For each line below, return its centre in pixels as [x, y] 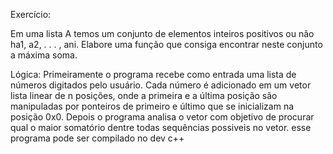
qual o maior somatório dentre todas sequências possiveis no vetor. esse [161, 127]
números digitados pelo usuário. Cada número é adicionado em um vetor [161, 85]
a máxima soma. [44, 55]
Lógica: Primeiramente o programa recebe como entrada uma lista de [153, 74]
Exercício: [31, 14]
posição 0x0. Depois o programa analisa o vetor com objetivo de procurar [162, 117]
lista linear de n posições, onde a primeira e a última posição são [144, 95]
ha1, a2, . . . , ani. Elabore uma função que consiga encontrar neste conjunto [166, 44]
